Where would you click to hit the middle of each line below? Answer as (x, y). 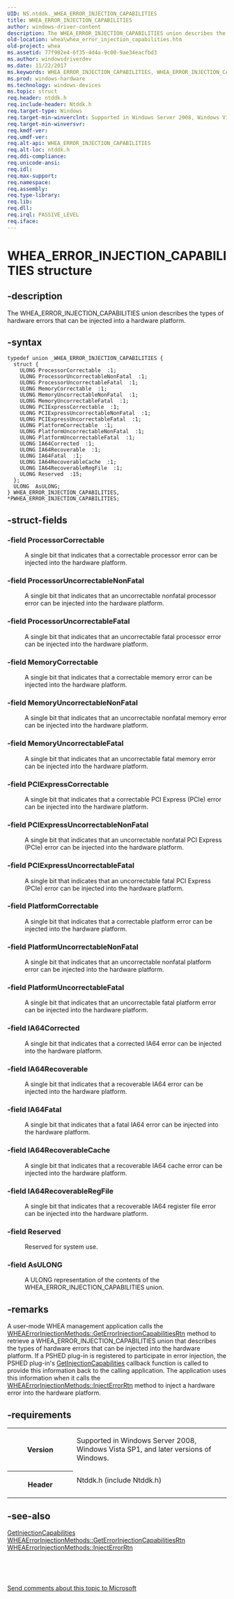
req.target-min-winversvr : (46, 124)
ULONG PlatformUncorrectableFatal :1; (78, 438)
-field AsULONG (35, 1265)
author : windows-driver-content (54, 27)
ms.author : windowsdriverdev (49, 59)
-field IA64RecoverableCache (59, 1150)
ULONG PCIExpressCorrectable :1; (70, 407)
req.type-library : (34, 195)
